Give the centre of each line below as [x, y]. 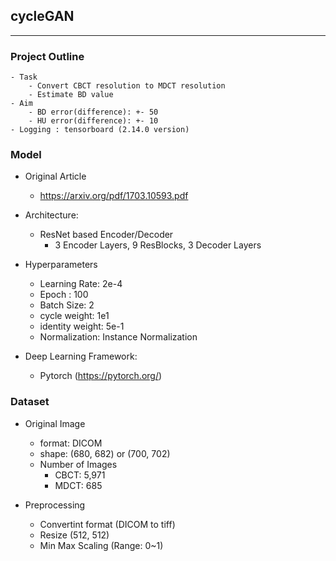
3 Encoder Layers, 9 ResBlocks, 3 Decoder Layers [158, 245]
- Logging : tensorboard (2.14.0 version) [100, 130]
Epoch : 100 [64, 295]
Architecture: [51, 215]
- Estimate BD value [71, 95]
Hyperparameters [61, 265]
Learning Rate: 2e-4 [81, 284]
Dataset [30, 402]
